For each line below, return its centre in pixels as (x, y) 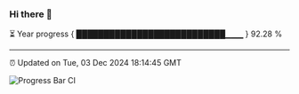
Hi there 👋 (31, 14)
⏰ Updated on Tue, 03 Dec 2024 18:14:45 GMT (96, 63)
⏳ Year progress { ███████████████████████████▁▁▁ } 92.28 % (146, 34)
